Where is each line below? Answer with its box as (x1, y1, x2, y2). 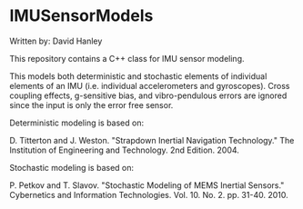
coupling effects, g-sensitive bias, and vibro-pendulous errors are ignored (9, 90, 288, 101)
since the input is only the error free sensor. (9, 99, 174, 110)
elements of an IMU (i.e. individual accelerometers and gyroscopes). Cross (9, 80, 290, 91)
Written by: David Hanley (9, 35, 103, 46)
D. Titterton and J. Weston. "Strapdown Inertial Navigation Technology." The (9, 134, 295, 145)
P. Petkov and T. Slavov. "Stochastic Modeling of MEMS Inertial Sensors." (9, 179, 285, 191)
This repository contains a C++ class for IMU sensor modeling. (9, 53, 245, 64)
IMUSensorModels (9, 5, 154, 26)
